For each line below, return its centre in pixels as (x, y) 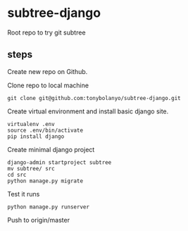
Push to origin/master (39, 220)
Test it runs (24, 194)
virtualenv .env (31, 124)
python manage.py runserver (49, 207)
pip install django (36, 136)
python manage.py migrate (45, 181)
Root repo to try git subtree (46, 32)
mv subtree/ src (31, 168)
